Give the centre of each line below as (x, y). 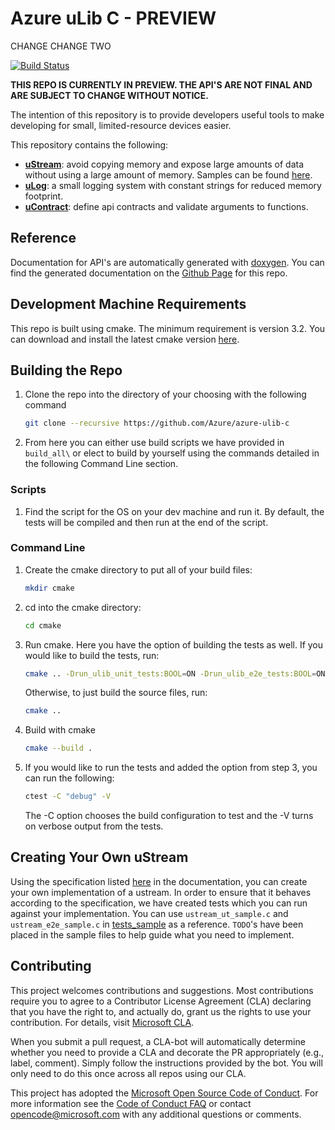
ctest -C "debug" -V (67, 797)
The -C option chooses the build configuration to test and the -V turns (169, 816)
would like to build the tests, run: (92, 655)
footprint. (44, 196)
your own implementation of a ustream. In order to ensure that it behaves (161, 892)
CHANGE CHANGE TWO (61, 46)
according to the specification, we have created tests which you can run (159, 903)
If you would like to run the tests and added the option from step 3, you (171, 768)
